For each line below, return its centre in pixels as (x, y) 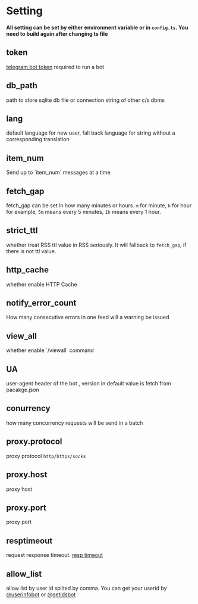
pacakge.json (23, 390)
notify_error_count (41, 303)
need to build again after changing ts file (57, 33)
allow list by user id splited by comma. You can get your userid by (87, 588)
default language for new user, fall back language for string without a (91, 133)
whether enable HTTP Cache (42, 284)
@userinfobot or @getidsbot (41, 594)
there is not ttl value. (31, 251)
